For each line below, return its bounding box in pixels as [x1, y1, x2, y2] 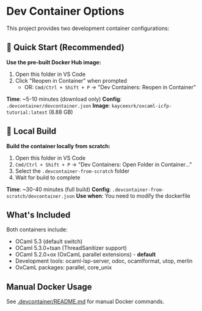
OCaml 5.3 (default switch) [15, 238, 83, 245]
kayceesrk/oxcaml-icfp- [111, 103, 172, 109]
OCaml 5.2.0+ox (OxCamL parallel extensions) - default [15, 251, 156, 258]
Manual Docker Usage [6, 282, 93, 292]
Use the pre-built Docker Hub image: [6, 58, 102, 66]
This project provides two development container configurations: [6, 24, 170, 32]
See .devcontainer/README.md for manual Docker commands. [6, 298, 165, 305]
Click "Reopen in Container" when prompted [15, 77, 127, 84]
